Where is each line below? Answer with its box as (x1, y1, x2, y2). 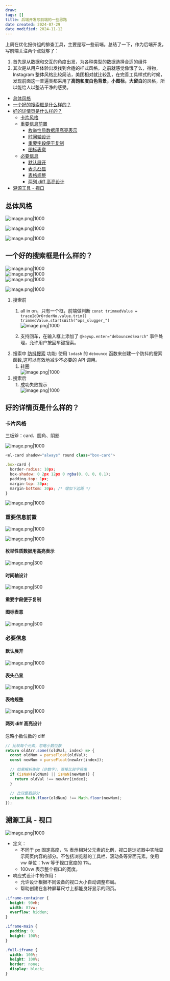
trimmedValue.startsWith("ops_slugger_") (20, 318, 110, 323)
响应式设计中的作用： (12, 872, 58, 878)
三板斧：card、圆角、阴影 (5, 433, 60, 439)
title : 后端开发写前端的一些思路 (5, 17, 67, 22)
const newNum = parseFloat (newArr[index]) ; (10, 757, 104, 762)
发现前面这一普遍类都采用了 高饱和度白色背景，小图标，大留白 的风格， (12, 78, 161, 84)
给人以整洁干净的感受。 (21, 84, 71, 90)
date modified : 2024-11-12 (5, 27, 63, 32)
